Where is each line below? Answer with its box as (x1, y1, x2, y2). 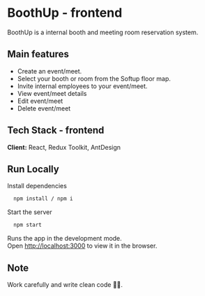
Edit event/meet (17, 97, 63, 105)
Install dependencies (7, 182, 68, 190)
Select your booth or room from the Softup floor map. (17, 74, 171, 83)
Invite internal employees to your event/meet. (17, 82, 148, 90)
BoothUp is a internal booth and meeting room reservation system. (7, 28, 199, 36)
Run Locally (7, 163, 59, 175)
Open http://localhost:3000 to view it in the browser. (7, 241, 158, 250)
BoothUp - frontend (7, 5, 123, 21)
